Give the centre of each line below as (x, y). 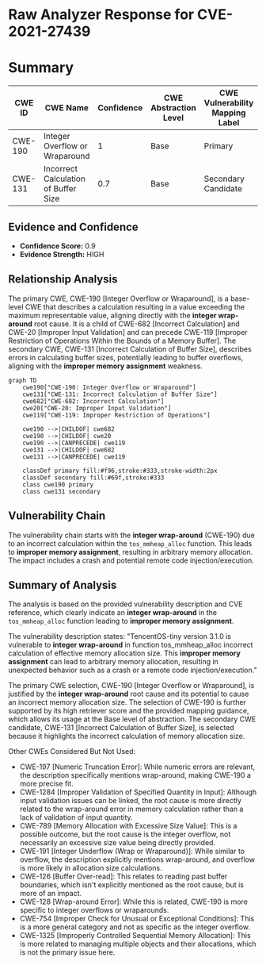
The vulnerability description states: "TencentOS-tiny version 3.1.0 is (120, 636)
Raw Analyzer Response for (101, 15)
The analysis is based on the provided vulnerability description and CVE (125, 604)
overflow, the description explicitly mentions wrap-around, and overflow (137, 859)
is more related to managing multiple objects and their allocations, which (138, 944)
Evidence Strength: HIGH (62, 254)
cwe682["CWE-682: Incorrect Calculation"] (93, 401)
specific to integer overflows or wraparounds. (94, 910)
